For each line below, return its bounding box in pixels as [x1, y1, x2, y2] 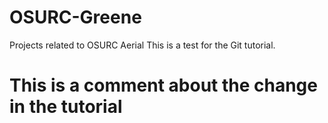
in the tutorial [9, 96, 123, 118]
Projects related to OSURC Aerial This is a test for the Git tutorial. [9, 39, 276, 51]
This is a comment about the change [9, 74, 318, 97]
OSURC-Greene [9, 6, 142, 29]
